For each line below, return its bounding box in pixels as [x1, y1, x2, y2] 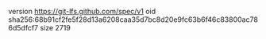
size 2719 [39, 23, 71, 32]
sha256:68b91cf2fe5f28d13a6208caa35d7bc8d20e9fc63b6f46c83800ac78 [8, 15, 258, 24]
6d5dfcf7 [8, 23, 39, 32]
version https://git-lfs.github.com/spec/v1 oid [8, 7, 156, 16]
